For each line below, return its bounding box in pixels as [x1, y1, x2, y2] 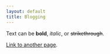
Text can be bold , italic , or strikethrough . [6, 30, 104, 37]
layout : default [6, 8, 46, 15]
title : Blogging [6, 14, 46, 20]
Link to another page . [6, 41, 58, 48]
